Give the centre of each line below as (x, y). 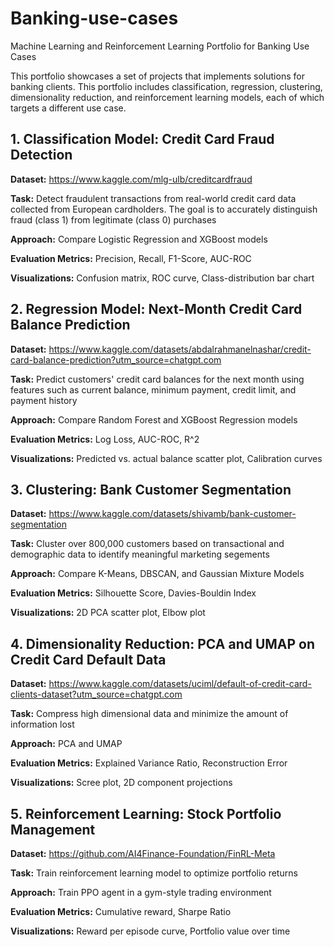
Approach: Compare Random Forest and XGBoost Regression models (154, 419)
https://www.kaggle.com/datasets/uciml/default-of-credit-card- (180, 684)
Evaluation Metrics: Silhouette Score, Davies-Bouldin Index (133, 593)
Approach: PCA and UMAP (66, 744)
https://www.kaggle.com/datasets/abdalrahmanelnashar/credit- (180, 349)
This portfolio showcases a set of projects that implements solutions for (157, 76)
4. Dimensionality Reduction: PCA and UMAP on (163, 643)
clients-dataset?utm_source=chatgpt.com (96, 694)
